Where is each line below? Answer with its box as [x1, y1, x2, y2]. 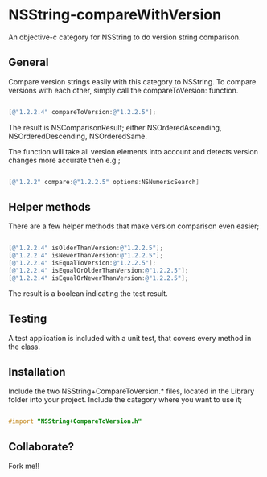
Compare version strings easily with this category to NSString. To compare [8, 76, 257, 86]
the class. [8, 342, 41, 352]
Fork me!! [8, 461, 40, 471]
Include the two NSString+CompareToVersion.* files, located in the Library [8, 386, 255, 396]
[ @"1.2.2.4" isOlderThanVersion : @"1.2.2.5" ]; [8, 244, 163, 253]
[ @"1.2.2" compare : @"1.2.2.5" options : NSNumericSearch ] [8, 178, 199, 186]
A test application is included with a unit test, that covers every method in [8, 333, 252, 343]
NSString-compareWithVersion [8, 6, 222, 24]
